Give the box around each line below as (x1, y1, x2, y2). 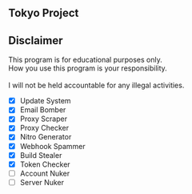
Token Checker (19, 160, 70, 169)
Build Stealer (19, 150, 62, 160)
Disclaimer (8, 34, 63, 47)
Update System (19, 96, 71, 106)
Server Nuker (19, 177, 65, 187)
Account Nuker (19, 168, 70, 178)
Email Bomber (19, 105, 66, 115)
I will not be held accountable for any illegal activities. (8, 80, 185, 91)
